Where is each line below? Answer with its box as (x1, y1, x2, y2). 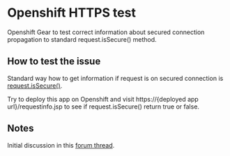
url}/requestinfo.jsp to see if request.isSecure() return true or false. (7, 102, 200, 111)
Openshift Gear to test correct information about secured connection (7, 28, 205, 36)
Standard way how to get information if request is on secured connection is (7, 74, 224, 82)
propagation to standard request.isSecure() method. (7, 35, 157, 43)
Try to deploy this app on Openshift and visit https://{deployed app (7, 95, 199, 103)
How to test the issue (7, 56, 101, 68)
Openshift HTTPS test (7, 5, 136, 21)
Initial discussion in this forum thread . (7, 141, 115, 149)
